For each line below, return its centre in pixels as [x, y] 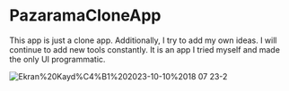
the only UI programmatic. [57, 59]
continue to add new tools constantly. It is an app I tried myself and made [145, 49]
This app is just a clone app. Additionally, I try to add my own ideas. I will [143, 40]
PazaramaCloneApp [85, 16]
